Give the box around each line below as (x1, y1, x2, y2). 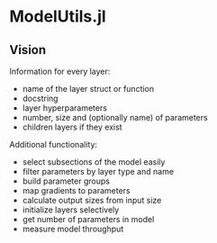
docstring (22, 93, 59, 103)
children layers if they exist (22, 121, 123, 132)
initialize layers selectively (22, 204, 120, 215)
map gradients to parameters (22, 185, 131, 195)
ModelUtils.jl (9, 6, 106, 27)
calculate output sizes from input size (22, 195, 162, 205)
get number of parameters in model (22, 214, 155, 224)
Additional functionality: (9, 139, 97, 149)
